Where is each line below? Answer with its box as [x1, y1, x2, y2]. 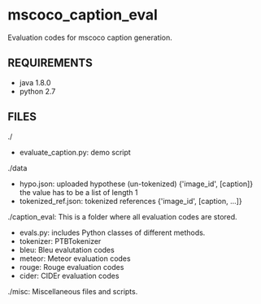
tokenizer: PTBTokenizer [19, 236, 102, 245]
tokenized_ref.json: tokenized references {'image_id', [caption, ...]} [19, 196, 242, 206]
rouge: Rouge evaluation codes [19, 262, 124, 271]
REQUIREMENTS [7, 56, 93, 70]
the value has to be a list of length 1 [19, 187, 138, 197]
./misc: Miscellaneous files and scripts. [7, 286, 138, 296]
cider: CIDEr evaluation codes [19, 271, 120, 280]
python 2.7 [19, 86, 56, 96]
